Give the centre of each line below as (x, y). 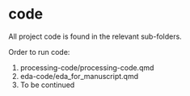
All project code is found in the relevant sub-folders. (95, 36)
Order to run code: (39, 52)
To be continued (47, 85)
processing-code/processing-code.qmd (87, 67)
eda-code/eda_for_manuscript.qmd (79, 76)
